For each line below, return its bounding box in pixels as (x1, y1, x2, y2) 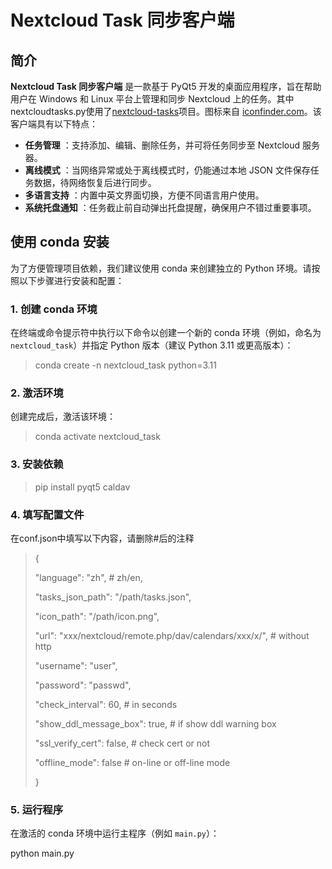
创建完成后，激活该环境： (10, 411, 116, 423)
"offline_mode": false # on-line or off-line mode (34, 757, 231, 768)
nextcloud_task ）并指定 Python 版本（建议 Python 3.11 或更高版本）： (10, 339, 294, 351)
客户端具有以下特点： (10, 118, 98, 130)
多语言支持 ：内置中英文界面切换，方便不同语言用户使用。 (24, 189, 265, 201)
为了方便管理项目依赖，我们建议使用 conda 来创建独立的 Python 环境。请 (10, 262, 312, 274)
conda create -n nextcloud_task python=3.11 (34, 359, 217, 371)
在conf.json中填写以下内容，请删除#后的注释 (10, 532, 195, 544)
